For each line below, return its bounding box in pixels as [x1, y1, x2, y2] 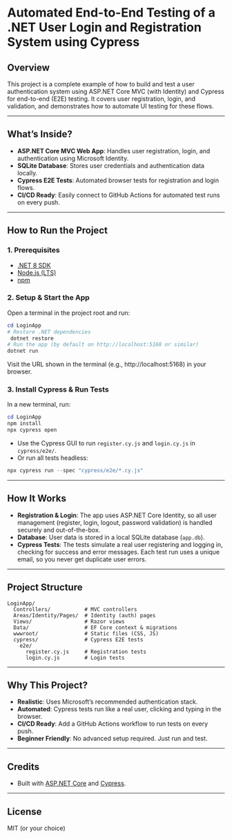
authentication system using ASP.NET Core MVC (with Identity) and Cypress [7, 88, 224, 95]
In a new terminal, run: [7, 401, 71, 409]
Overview [7, 61, 50, 73]
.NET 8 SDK [17, 261, 51, 269]
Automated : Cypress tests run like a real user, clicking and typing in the [17, 705, 222, 713]
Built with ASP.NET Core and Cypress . [17, 779, 126, 788]
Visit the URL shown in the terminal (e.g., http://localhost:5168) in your [7, 360, 207, 369]
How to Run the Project [7, 224, 108, 236]
